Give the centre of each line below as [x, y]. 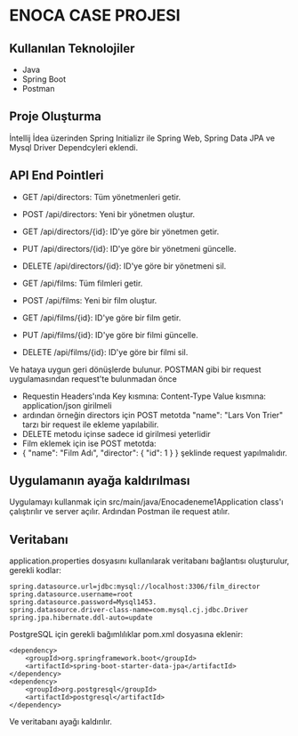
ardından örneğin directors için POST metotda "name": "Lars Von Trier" [153, 415]
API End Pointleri [56, 176]
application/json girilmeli [67, 405]
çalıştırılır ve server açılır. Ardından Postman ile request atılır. [120, 512]
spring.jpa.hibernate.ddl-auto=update [81, 618]
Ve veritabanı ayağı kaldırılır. [61, 722]
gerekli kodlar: [36, 570]
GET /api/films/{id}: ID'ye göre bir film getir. [101, 318]
